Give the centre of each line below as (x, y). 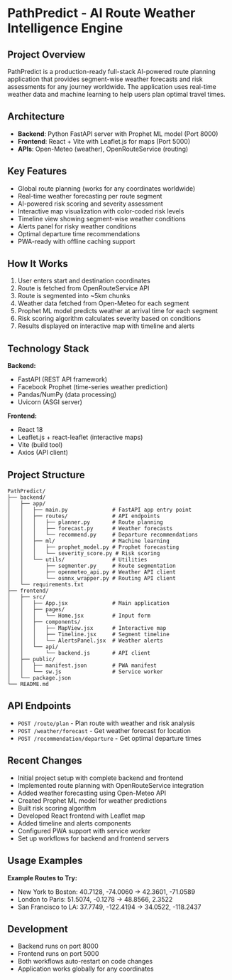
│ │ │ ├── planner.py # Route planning (85, 522)
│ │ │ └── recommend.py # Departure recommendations (103, 535)
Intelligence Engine (65, 28)
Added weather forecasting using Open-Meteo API (92, 793)
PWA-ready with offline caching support (76, 241)
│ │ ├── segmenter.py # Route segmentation (92, 566)
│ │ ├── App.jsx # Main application (89, 604)
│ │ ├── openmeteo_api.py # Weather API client (92, 572)
